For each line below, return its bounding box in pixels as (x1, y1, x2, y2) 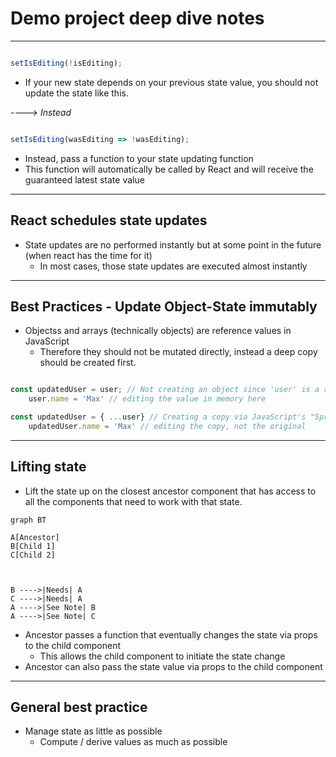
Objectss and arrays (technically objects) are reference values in (24, 325, 292, 337)
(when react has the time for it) (24, 249, 153, 261)
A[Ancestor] (10, 532, 60, 542)
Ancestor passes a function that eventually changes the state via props (24, 628, 318, 641)
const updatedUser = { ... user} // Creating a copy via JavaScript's (10, 412, 307, 422)
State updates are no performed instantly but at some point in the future (24, 238, 322, 251)
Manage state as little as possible (24, 725, 163, 737)
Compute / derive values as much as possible (39, 736, 228, 748)
